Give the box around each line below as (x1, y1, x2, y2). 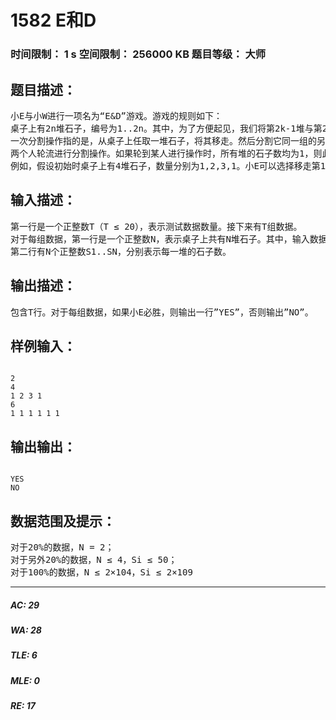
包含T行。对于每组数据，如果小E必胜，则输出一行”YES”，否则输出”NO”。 (10, 306, 314, 318)
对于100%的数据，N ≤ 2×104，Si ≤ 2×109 (10, 566, 193, 578)
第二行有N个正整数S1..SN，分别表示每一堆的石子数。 (10, 246, 232, 257)
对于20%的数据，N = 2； (10, 541, 115, 553)
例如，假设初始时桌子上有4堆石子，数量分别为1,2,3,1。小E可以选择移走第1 (10, 160, 327, 171)
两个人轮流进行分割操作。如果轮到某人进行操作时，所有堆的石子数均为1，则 (10, 147, 323, 159)
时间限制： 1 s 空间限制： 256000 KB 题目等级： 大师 (10, 47, 267, 61)
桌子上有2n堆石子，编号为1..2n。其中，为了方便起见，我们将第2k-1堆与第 (10, 122, 323, 134)
